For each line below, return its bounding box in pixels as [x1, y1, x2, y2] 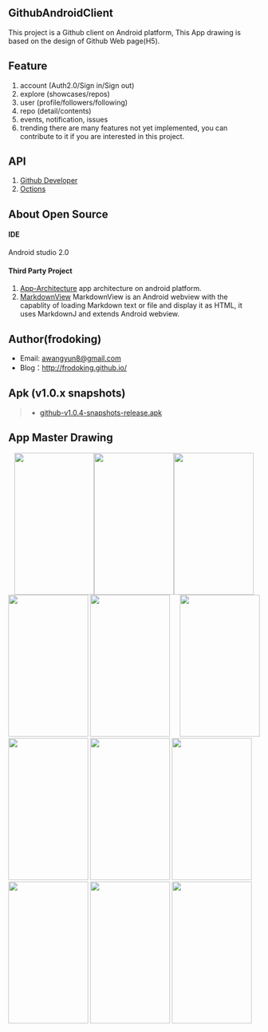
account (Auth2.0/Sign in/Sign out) [19, 80, 135, 90]
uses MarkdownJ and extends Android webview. [19, 309, 180, 319]
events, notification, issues [19, 114, 108, 124]
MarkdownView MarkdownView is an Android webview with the [19, 292, 229, 302]
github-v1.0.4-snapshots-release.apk [39, 408, 162, 417]
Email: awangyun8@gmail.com [19, 353, 121, 363]
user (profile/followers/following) [19, 98, 128, 107]
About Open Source [8, 207, 109, 221]
